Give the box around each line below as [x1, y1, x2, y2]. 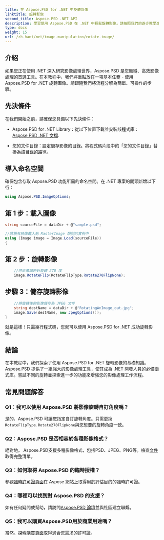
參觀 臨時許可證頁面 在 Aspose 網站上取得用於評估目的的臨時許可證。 [5, 479, 143, 485]
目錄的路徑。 [25, 149, 51, 155]
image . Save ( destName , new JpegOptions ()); [14, 310, 102, 315]
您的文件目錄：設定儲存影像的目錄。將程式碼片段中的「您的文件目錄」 [12, 142, 154, 148]
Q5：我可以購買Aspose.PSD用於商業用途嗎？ [5, 517, 112, 524]
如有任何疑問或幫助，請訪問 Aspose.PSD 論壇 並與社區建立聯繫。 [5, 504, 134, 510]
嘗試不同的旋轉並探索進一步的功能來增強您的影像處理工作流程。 [18, 372, 146, 378]
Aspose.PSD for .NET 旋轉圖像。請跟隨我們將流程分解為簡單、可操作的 [5, 80, 147, 86]
